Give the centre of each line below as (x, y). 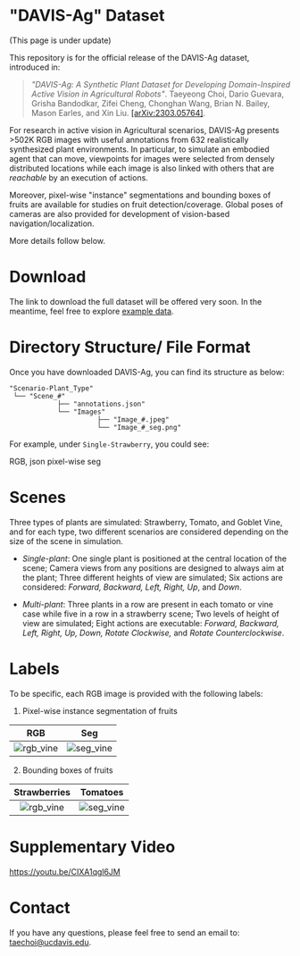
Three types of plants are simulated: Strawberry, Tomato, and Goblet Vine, (146, 522)
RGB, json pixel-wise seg (55, 461)
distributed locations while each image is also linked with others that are (142, 168)
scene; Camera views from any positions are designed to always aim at (153, 567)
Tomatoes (102, 792)
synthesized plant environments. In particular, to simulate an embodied (139, 149)
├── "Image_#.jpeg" (133, 419)
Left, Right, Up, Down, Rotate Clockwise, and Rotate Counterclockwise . (153, 633)
